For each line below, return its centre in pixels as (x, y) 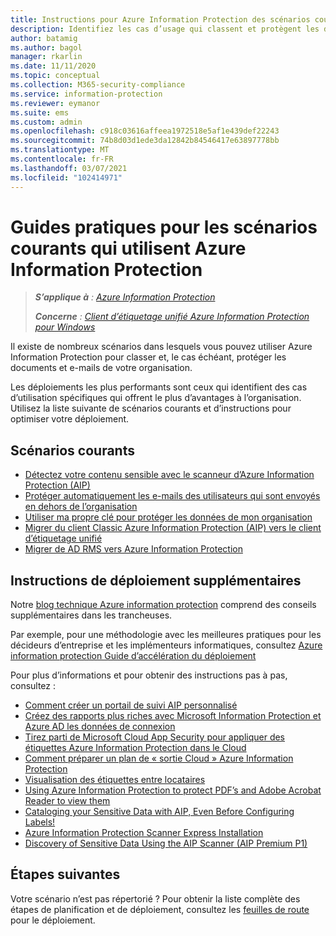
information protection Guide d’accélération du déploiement (133, 656)
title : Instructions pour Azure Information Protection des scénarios (160, 19)
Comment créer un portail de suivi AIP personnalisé (131, 705)
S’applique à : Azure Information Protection (125, 297)
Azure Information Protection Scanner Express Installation (144, 833)
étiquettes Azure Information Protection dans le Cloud (135, 748)
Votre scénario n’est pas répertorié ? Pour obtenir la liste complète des (155, 898)
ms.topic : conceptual (55, 76)
